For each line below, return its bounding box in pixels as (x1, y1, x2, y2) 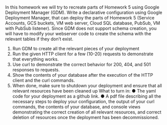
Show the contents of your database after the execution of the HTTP (12, 72, 154, 78)
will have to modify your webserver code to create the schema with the (5, 31, 152, 36)
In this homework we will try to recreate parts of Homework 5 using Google (5, 4, 160, 10)
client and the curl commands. (12, 77, 75, 83)
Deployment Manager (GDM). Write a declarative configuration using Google (5, 9, 163, 15)
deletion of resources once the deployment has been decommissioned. (12, 115, 159, 120)
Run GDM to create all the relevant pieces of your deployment (12, 46, 140, 51)
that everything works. (12, 56, 59, 62)
